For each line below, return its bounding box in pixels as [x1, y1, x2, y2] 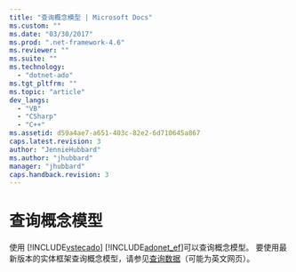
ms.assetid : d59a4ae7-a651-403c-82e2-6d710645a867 [9, 129, 201, 138]
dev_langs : [9, 95, 50, 105]
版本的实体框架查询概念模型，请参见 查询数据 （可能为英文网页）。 [16, 253, 255, 264]
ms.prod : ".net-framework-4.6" [9, 37, 125, 47]
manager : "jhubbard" [9, 162, 86, 171]
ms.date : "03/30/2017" [9, 29, 93, 38]
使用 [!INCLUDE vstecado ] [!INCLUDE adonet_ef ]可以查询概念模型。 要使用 [9, 242, 280, 253]
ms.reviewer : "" [9, 46, 69, 55]
